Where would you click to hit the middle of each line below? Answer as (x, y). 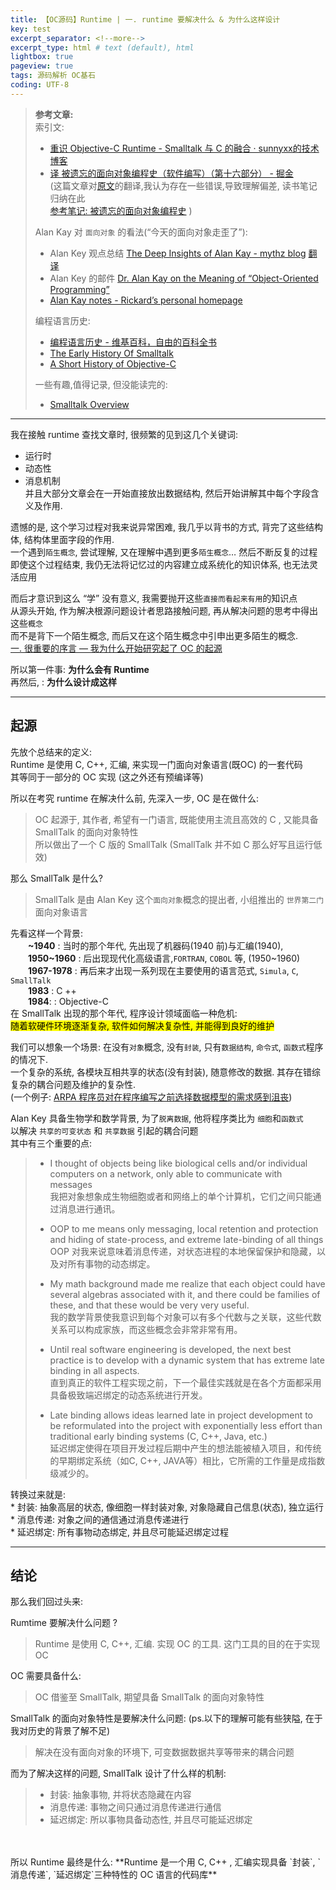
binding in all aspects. (94, 1370)
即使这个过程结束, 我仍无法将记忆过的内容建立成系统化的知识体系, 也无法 (160, 564)
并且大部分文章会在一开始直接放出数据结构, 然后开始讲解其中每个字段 (167, 493)
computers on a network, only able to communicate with (166, 1173)
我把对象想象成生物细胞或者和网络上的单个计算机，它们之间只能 (181, 1196)
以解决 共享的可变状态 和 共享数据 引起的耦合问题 (104, 1130)
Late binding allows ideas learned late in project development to (181, 1415)
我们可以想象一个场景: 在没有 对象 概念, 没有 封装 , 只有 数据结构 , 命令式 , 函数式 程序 (167, 1047)
